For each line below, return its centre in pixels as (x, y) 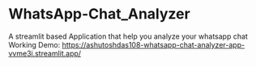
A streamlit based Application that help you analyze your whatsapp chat (128, 36)
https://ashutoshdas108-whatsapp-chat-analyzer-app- (154, 44)
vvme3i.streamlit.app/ (45, 53)
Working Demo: (34, 44)
